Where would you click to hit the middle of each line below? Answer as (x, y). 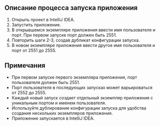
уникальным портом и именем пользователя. (59, 103)
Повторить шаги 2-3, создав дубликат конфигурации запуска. (76, 40)
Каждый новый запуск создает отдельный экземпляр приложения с (82, 98)
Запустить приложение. (36, 25)
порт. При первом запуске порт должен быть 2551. (64, 35)
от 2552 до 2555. (29, 92)
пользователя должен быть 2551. (46, 82)
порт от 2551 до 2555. (34, 50)
